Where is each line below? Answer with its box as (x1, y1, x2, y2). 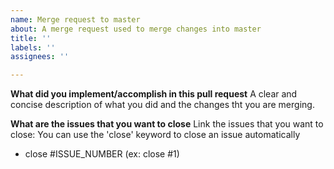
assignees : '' (10, 52, 70, 62)
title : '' (10, 33, 52, 43)
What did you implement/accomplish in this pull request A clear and (10, 88, 298, 100)
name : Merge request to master (10, 14, 141, 25)
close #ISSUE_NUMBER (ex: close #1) (24, 148, 180, 160)
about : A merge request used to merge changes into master (10, 24, 262, 34)
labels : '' (10, 42, 56, 53)
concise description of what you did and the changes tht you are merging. (10, 99, 315, 111)
